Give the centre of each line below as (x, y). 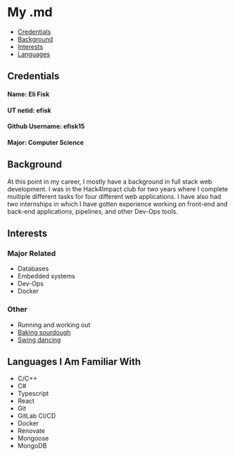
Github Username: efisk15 (46, 127)
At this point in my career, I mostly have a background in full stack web (110, 181)
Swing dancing (39, 340)
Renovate (31, 431)
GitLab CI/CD (37, 416)
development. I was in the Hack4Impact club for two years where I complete (118, 189)
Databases (33, 269)
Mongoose (33, 438)
